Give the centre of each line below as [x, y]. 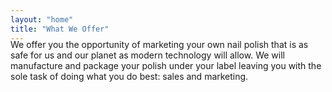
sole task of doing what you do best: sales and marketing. [129, 76]
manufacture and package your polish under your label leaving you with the [166, 65]
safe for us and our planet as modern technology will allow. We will [147, 55]
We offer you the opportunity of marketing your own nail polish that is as [159, 44]
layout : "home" [42, 19]
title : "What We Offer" [60, 29]
